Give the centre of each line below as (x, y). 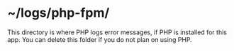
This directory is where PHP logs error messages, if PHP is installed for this (117, 32)
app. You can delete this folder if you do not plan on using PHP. (100, 39)
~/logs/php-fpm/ (58, 13)
